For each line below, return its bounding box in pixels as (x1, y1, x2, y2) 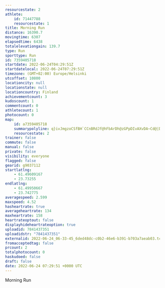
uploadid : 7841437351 (5, 227, 50, 232)
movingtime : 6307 (5, 35, 41, 40)
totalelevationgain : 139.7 (5, 44, 60, 49)
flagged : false (5, 158, 36, 163)
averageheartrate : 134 (5, 209, 52, 214)
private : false (5, 149, 36, 154)
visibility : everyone (5, 154, 50, 159)
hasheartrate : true (5, 204, 45, 209)
